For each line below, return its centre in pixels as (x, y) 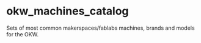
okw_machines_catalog (68, 11)
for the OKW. (22, 34)
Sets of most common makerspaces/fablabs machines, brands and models (100, 28)
